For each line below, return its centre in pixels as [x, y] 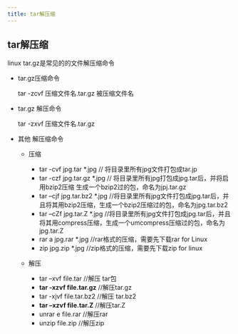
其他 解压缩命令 [41, 139]
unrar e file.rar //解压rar [73, 314]
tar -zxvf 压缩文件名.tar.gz [56, 124]
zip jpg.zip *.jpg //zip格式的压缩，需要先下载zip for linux [121, 248]
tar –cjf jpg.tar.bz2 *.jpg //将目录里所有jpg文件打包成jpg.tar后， [131, 196]
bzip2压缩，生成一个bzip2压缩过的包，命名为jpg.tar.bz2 [146, 205]
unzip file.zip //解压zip [72, 323]
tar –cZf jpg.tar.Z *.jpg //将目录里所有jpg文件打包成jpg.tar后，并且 [135, 214]
